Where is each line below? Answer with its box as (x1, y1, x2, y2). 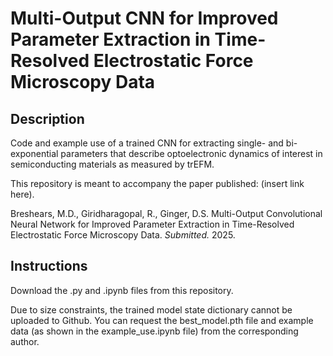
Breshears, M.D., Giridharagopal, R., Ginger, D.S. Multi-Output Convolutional (10, 208, 323, 219)
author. (10, 335, 40, 347)
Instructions (10, 258, 88, 275)
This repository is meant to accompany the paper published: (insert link (10, 178, 305, 189)
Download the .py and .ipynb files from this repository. (10, 284, 234, 296)
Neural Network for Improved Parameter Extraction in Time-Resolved (10, 218, 295, 230)
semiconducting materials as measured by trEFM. (10, 158, 215, 170)
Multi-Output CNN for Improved (10, 7, 279, 30)
